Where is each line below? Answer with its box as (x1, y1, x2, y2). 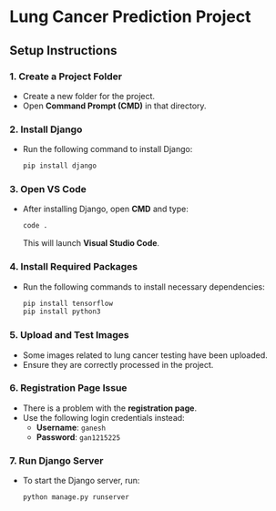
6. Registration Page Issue (9, 382, 128, 394)
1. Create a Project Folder (9, 70, 123, 83)
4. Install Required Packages (9, 261, 138, 273)
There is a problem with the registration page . (22, 403, 198, 414)
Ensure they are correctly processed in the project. (22, 359, 214, 370)
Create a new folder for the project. (22, 90, 156, 101)
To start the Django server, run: (22, 475, 140, 486)
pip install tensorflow (22, 299, 114, 308)
